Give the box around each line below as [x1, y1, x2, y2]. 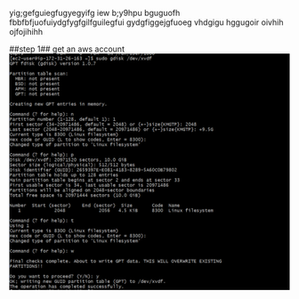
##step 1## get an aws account [9, 44, 125, 54]
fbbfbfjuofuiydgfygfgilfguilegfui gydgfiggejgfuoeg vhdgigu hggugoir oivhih [9, 17, 284, 28]
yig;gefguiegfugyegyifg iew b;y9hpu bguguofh [9, 8, 181, 18]
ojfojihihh [9, 27, 43, 36]
